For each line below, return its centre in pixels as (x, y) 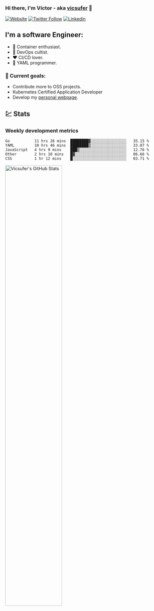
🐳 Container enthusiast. (37, 47)
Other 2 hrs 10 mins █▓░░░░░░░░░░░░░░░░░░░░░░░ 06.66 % (77, 154)
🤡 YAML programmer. (35, 63)
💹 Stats (18, 114)
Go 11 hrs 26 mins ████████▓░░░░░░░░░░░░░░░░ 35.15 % (77, 141)
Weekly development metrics (42, 131)
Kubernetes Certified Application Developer (57, 92)
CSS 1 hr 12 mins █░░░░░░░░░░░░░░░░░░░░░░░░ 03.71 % (77, 159)
